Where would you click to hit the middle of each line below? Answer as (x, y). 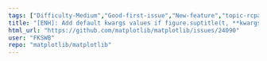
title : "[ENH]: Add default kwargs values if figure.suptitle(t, (118, 23)
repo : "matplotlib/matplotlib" (60, 45)
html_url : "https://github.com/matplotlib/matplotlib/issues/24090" (124, 30)
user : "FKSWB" (32, 38)
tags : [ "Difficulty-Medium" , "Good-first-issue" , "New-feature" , (115, 15)
